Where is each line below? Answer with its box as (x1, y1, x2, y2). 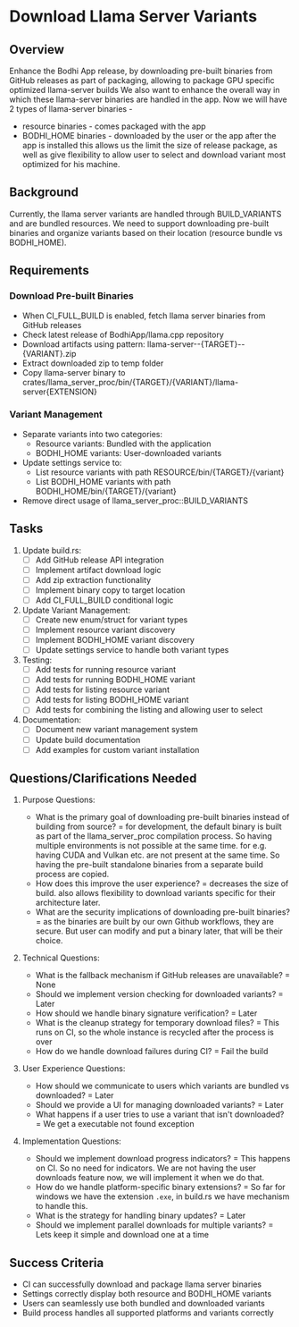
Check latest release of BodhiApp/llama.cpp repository (21, 329, 225, 340)
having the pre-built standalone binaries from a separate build (35, 859, 263, 870)
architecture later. (35, 897, 101, 909)
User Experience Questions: (21, 1063, 126, 1074)
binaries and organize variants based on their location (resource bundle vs (9, 227, 283, 238)
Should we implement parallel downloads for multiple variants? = (35, 1220, 274, 1230)
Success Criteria (9, 1255, 104, 1271)
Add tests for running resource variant (35, 664, 177, 675)
